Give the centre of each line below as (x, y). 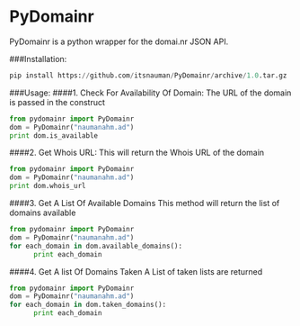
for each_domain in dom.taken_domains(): (88, 305)
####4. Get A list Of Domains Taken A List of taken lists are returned (136, 271)
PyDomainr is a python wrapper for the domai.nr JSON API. (119, 41)
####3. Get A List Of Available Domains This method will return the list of (145, 204)
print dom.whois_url (48, 186)
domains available (43, 213)
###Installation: (38, 59)
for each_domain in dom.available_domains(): (96, 246)
